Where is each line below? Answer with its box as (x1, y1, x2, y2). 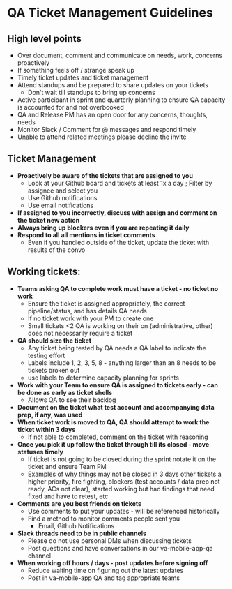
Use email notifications (27, 201, 94, 209)
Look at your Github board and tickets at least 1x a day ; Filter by (27, 179, 212, 187)
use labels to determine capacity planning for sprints (27, 373, 180, 382)
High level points (7, 33, 82, 45)
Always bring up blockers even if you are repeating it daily (17, 223, 190, 232)
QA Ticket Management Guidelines (7, 5, 214, 21)
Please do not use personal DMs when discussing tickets (27, 536, 192, 545)
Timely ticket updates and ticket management (17, 73, 149, 82)
